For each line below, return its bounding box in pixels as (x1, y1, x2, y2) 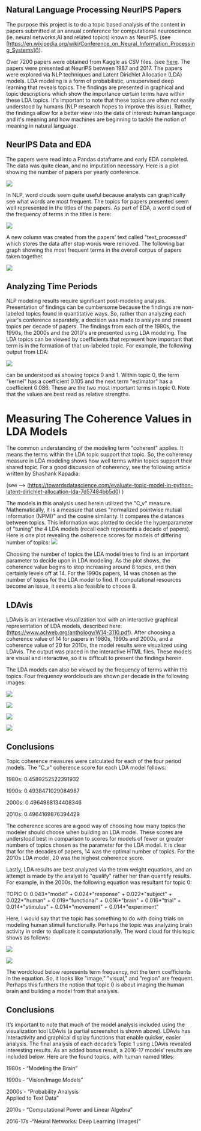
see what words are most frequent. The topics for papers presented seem (6, 198, 189, 205)
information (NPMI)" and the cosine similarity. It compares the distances (6, 513, 185, 520)
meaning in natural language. (6, 122, 78, 129)
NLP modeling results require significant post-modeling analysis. (6, 298, 166, 305)
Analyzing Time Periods (6, 281, 98, 291)
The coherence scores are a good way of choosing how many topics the (6, 822, 185, 829)
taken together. (6, 252, 44, 260)
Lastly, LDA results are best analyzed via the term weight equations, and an (6, 866, 193, 873)
